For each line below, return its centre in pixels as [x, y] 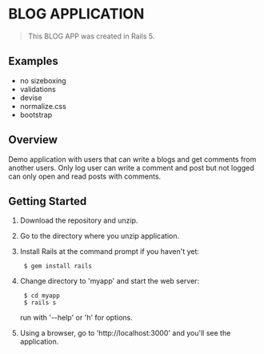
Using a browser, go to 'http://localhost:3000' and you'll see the [125, 333]
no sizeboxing [43, 80]
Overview [33, 140]
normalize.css [43, 106]
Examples [33, 61]
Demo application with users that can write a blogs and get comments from [132, 159]
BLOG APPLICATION [76, 14]
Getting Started [48, 201]
